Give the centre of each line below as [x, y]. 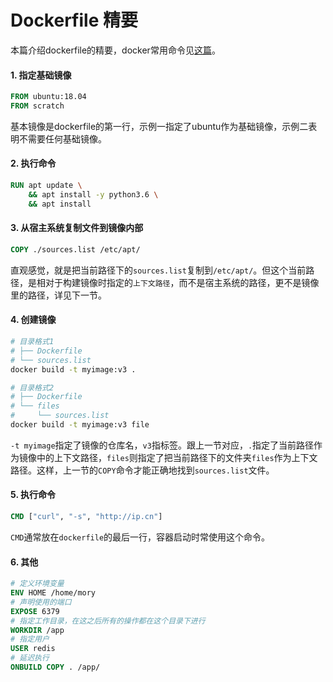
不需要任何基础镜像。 [62, 138]
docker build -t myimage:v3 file [80, 425]
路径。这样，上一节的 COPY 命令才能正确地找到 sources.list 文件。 [142, 470]
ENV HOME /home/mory [53, 593]
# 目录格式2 [32, 387]
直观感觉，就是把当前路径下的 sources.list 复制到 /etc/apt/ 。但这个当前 [158, 270]
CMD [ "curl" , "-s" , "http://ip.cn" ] [86, 517]
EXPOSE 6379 [35, 611]
